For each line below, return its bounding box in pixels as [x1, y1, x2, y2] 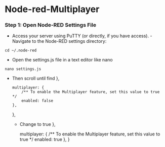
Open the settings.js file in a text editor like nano [12, 57, 113, 63]
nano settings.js [5, 66, 42, 71]
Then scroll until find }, [12, 76, 60, 82]
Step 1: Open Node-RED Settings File [5, 22, 97, 29]
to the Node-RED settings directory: [32, 38, 107, 44]
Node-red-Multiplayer [5, 4, 100, 15]
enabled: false [21, 98, 54, 104]
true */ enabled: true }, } [19, 136, 70, 142]
